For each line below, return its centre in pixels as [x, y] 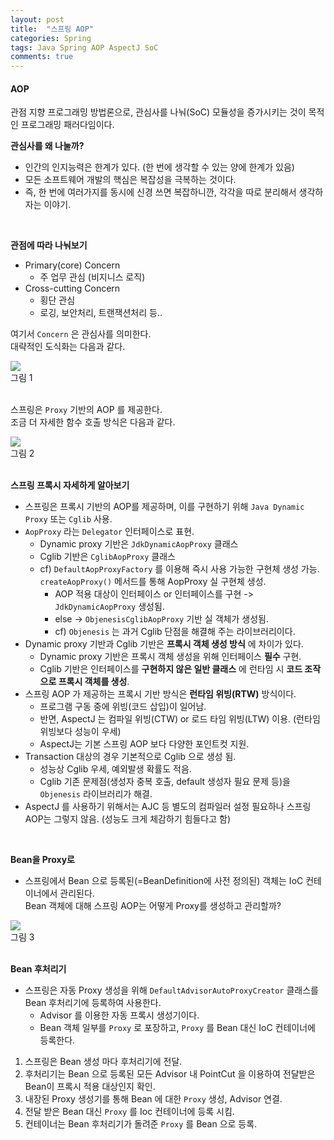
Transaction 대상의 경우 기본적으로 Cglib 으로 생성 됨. [130, 757]
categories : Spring [51, 38]
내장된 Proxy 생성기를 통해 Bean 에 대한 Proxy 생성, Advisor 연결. [153, 1099]
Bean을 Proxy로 [42, 860]
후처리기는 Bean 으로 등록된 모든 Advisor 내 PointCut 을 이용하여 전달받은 [170, 1074]
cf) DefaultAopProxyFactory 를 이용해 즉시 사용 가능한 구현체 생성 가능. [179, 569]
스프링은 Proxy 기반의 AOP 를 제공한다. [86, 410]
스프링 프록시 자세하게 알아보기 [70, 485]
